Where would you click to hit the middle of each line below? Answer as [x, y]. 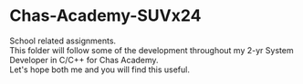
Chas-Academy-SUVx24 [105, 16]
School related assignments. [63, 41]
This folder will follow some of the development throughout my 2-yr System [151, 50]
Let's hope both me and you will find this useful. [99, 70]
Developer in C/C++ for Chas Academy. [84, 60]
